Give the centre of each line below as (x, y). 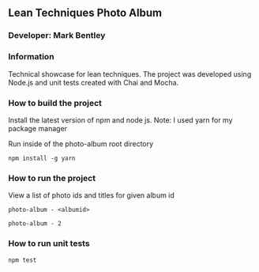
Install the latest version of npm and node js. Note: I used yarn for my (120, 120)
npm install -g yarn (42, 158)
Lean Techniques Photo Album (85, 13)
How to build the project (55, 103)
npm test (23, 260)
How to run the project (52, 178)
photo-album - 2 (35, 224)
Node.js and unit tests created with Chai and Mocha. (94, 82)
